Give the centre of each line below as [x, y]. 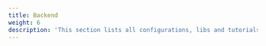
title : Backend [33, 15]
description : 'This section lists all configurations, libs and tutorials [134, 30]
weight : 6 [25, 23]
